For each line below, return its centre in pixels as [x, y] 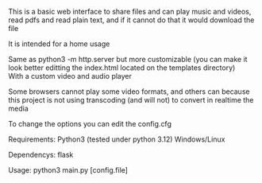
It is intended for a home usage [59, 44]
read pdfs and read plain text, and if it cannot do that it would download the [131, 20]
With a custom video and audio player [70, 76]
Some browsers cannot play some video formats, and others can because [129, 91]
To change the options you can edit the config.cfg [90, 124]
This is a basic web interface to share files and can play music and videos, [130, 12]
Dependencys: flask [41, 155]
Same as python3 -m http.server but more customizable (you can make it [128, 59]
